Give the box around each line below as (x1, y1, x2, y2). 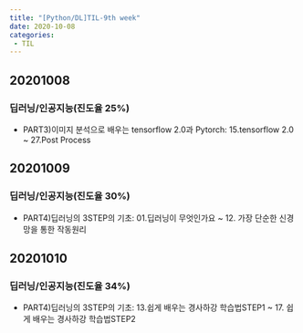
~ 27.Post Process (22, 134, 91, 145)
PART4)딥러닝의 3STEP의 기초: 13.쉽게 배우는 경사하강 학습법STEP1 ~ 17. (22, 302, 285, 313)
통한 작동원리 (39, 224, 87, 234)
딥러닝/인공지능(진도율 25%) (9, 101, 131, 114)
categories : (9, 30, 55, 39)
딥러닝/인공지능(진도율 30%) (9, 190, 131, 203)
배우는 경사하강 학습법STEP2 (32, 314, 137, 325)
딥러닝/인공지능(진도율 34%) (9, 279, 131, 292)
